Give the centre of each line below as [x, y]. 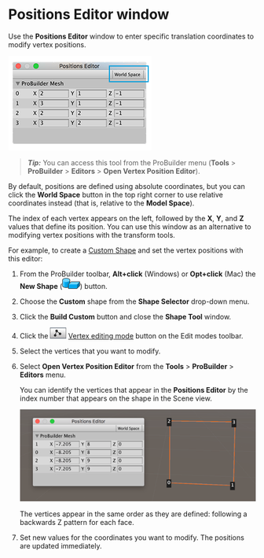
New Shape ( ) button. [63, 286]
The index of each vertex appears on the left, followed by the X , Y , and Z [126, 218]
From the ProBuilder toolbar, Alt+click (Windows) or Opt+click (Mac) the [137, 274]
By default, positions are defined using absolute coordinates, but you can [126, 186]
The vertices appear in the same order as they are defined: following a [133, 514]
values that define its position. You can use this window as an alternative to [130, 227]
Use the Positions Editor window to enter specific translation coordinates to [131, 36]
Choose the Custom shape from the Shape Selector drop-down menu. [134, 301]
